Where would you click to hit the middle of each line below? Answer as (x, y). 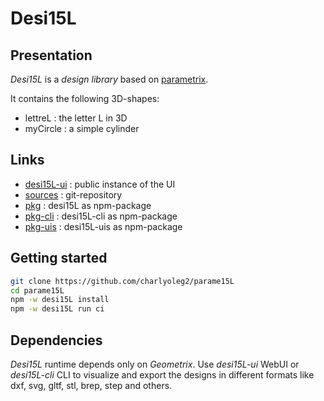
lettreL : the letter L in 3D (76, 118)
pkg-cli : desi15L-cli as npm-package (101, 216)
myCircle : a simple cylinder (82, 128)
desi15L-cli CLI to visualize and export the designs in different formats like (162, 374)
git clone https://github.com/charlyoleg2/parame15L (122, 281)
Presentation (51, 55)
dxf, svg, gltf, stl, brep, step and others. (91, 385)
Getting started (59, 258)
